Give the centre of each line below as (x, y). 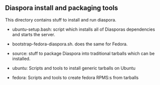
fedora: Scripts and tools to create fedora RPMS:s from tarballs (75, 77)
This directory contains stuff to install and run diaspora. (61, 20)
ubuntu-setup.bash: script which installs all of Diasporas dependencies (83, 29)
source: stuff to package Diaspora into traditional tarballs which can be (83, 53)
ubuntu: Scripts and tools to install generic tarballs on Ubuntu (74, 68)
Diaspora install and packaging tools (62, 8)
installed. (21, 59)
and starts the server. (33, 34)
